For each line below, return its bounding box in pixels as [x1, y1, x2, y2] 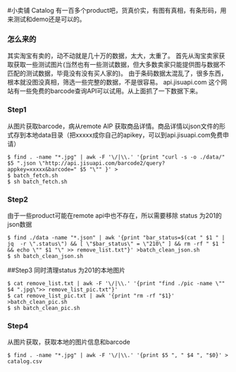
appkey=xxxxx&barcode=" [7, 166, 77, 173]
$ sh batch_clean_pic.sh [7, 304, 80, 311]
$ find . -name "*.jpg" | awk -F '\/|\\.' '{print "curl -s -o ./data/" [7, 154, 225, 161]
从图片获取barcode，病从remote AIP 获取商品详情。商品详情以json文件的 [7, 122, 220, 130]
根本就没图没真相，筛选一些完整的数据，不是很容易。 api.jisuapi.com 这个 [7, 78, 221, 87]
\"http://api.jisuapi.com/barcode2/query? [38, 159, 166, 167]
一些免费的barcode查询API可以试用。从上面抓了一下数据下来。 [19, 87, 202, 95]
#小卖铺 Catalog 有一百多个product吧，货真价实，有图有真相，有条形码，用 [7, 6, 227, 14]
